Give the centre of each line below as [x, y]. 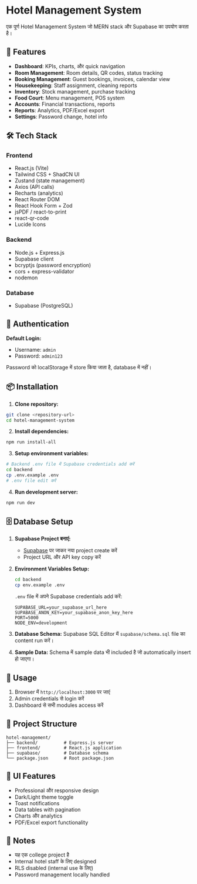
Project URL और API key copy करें [62, 557]
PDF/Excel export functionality [51, 822]
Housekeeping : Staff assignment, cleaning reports [76, 85]
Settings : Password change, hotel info [61, 116]
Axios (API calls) [34, 187]
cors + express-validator [44, 271]
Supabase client [34, 259]
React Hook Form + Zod [43, 206]
